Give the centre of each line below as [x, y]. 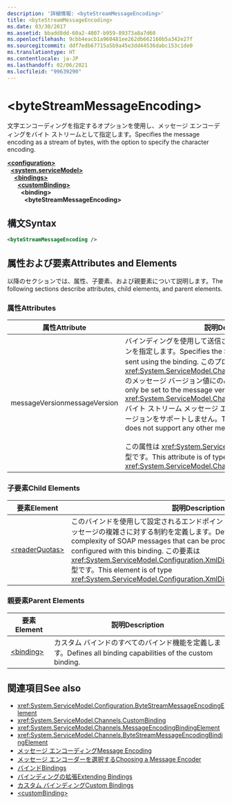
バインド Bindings [42, 768]
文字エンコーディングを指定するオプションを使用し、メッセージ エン [105, 126]
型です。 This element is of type [122, 570]
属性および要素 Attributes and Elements [92, 263]
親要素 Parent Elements [46, 601]
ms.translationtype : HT [41, 53]
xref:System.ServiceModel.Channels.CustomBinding [91, 720]
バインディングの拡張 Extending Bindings [75, 776]
